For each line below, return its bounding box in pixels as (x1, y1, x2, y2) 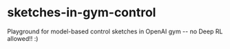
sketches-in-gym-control (7, 5, 156, 20)
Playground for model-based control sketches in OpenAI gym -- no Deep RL (7, 27, 223, 35)
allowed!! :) (7, 34, 39, 42)
